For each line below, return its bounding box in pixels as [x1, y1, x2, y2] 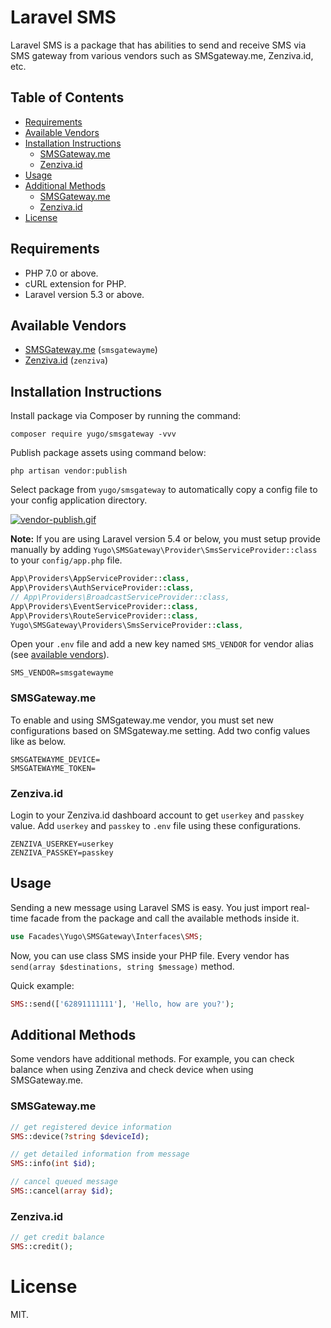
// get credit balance [10, 1232, 105, 1243]
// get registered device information [10, 1122, 172, 1132]
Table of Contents [10, 89, 125, 106]
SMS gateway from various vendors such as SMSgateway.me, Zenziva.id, [10, 49, 314, 61]
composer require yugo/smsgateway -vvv [10, 429, 177, 440]
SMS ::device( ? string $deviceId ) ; [10, 1131, 150, 1141]
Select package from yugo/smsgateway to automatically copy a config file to [10, 484, 318, 496]
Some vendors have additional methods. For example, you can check [10, 1053, 295, 1065]
